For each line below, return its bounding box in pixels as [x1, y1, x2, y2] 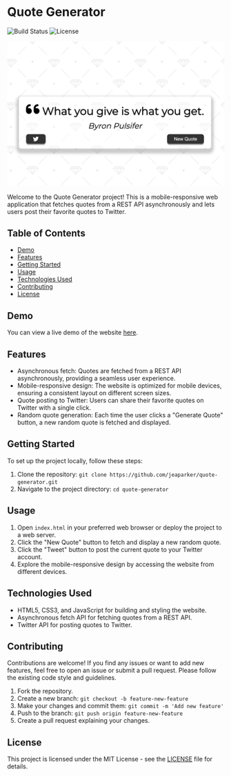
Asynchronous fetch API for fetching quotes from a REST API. [17, 613, 192, 622]
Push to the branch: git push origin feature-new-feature [17, 709, 183, 717]
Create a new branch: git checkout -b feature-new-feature [17, 694, 188, 703]
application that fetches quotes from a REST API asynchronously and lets [7, 200, 215, 208]
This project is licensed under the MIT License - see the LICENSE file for [7, 755, 212, 764]
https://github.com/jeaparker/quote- [109, 471, 219, 478]
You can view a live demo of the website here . [7, 328, 138, 336]
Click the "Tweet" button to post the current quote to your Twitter [17, 545, 203, 554]
